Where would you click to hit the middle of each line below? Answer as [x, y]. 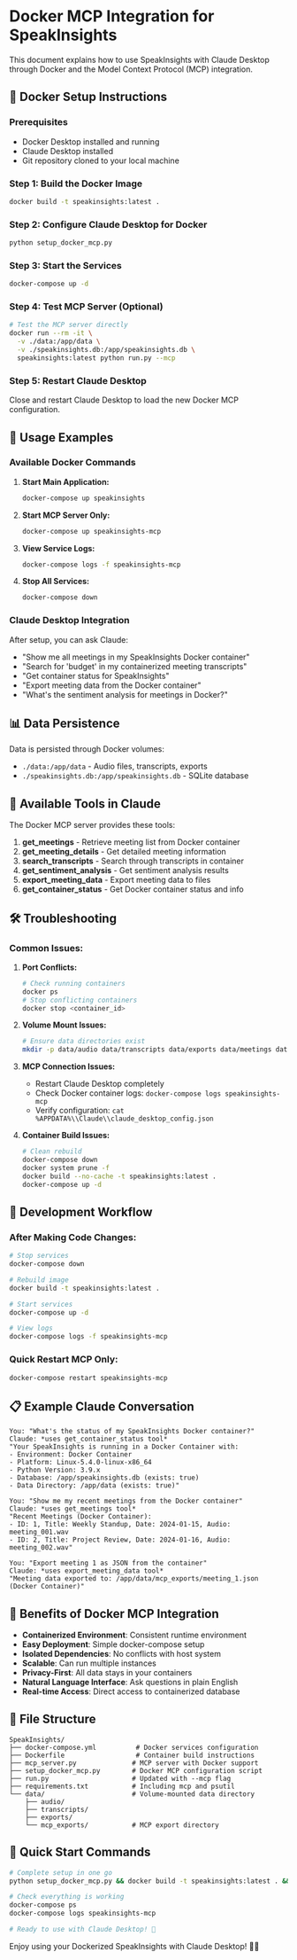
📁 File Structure [53, 1719]
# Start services [41, 1304]
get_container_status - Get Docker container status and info [133, 889]
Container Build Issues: [66, 1136]
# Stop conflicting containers [80, 1000]
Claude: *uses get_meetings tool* [73, 1509]
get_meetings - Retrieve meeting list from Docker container [131, 842]
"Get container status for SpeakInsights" [95, 675]
